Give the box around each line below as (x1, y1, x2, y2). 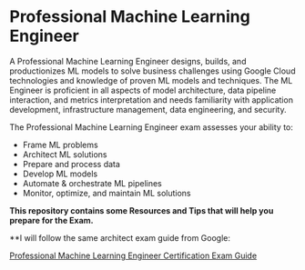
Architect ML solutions (22, 148, 107, 160)
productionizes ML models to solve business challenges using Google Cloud (9, 65, 296, 76)
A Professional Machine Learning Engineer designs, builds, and (9, 55, 247, 66)
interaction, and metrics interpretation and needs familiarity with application (9, 94, 294, 105)
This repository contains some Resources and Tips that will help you (9, 205, 274, 215)
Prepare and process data (22, 158, 121, 169)
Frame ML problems (22, 139, 98, 150)
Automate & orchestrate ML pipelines (22, 177, 162, 188)
